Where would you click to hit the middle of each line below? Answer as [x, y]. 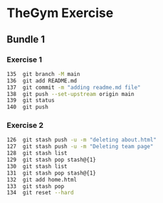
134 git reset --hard [40, 193]
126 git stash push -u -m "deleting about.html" [82, 140]
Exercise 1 [25, 60]
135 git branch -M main [43, 74]
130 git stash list [37, 166]
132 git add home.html [42, 180]
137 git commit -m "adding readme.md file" [74, 87]
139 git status [31, 101]
